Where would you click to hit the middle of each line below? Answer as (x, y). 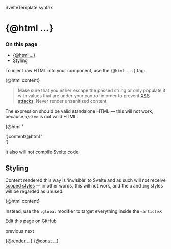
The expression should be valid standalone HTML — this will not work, (79, 111)
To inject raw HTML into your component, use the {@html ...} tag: (75, 71)
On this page (21, 44)
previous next (20, 231)
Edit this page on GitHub (31, 221)
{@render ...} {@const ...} (32, 241)
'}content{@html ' (24, 137)
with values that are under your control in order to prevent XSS (83, 96)
